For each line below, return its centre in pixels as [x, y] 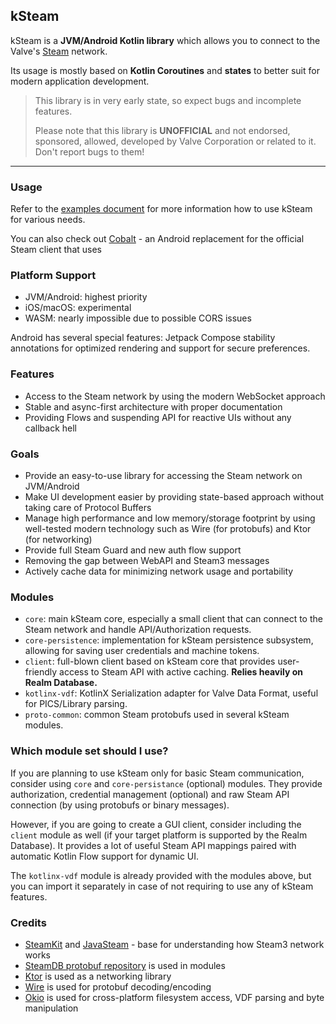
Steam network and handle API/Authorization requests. [138, 630]
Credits [28, 922]
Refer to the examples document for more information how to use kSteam [161, 209]
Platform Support [53, 276]
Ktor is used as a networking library [98, 976]
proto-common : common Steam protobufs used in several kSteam [157, 715]
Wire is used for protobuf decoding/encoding [118, 986]
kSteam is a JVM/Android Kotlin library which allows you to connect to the [165, 40]
